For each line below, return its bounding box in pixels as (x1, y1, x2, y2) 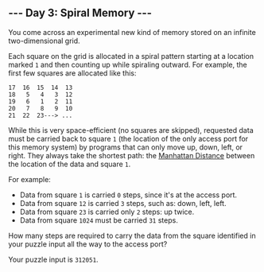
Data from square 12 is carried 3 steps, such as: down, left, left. (19, 198, 227, 208)
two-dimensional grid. (8, 36, 81, 45)
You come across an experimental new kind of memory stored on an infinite (8, 27, 256, 37)
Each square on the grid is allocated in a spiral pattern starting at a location (8, 51, 254, 60)
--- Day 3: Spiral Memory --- (8, 6, 153, 20)
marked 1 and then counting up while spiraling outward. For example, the (8, 60, 248, 69)
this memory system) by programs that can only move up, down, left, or (8, 142, 243, 152)
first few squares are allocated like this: (8, 68, 137, 78)
